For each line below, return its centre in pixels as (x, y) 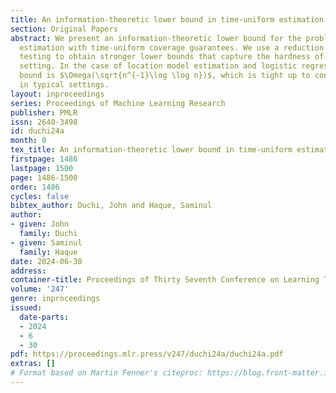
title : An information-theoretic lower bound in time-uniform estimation (167, 19)
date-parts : (44, 317)
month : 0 (28, 141)
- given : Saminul (46, 242)
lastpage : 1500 (42, 168)
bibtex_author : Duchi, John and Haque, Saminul (111, 206)
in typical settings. (64, 85)
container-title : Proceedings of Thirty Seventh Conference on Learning (165, 280)
